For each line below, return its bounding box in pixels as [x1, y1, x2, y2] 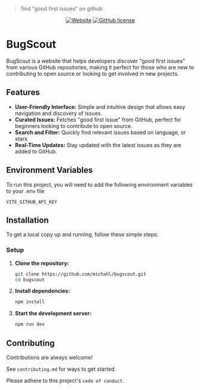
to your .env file [6, 187, 45, 194]
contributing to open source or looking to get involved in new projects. [6, 70, 179, 77]
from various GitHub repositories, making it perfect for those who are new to [6, 63, 195, 71]
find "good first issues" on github [20, 5, 103, 12]
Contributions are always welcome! [6, 354, 93, 361]
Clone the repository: [14, 260, 69, 267]
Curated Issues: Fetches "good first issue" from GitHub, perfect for [14, 116, 181, 123]
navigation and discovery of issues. [14, 109, 103, 117]
